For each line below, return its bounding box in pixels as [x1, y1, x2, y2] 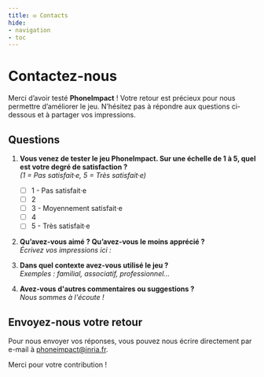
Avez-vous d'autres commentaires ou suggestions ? [19, 284, 195, 294]
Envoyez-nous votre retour [8, 316, 143, 329]
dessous [8, 110, 36, 120]
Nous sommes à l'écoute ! [19, 293, 104, 302]
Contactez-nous [8, 68, 118, 85]
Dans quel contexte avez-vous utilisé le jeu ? [19, 261, 169, 270]
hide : [8, 19, 26, 27]
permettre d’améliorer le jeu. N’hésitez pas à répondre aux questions [8, 102, 230, 111]
